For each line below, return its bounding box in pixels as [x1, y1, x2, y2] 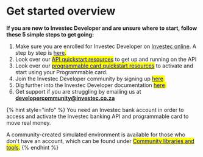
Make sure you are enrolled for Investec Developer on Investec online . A [15, 43, 197, 50]
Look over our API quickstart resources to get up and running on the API [15, 55, 197, 63]
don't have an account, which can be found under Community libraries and [6, 137, 195, 144]
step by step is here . [15, 49, 67, 56]
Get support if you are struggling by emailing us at [15, 88, 141, 95]
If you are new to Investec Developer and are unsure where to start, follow [6, 24, 198, 32]
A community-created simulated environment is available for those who [6, 131, 186, 138]
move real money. [6, 119, 51, 126]
